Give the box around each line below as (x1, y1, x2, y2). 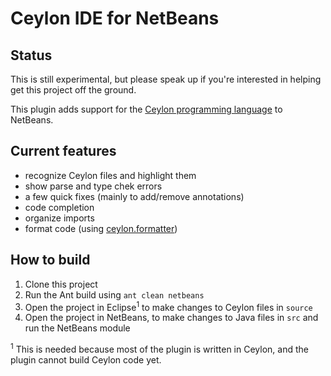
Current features (10, 143, 117, 160)
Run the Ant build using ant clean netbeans (24, 288, 205, 301)
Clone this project (24, 278, 98, 290)
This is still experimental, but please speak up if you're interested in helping (10, 73, 322, 85)
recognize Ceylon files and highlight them (24, 169, 197, 181)
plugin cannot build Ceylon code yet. (10, 353, 162, 366)
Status (10, 47, 53, 64)
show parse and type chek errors (24, 180, 163, 192)
